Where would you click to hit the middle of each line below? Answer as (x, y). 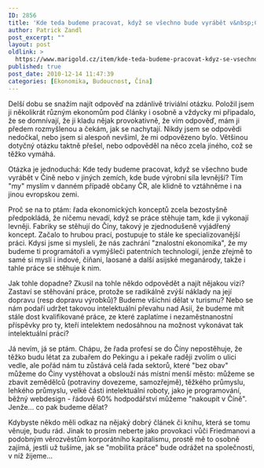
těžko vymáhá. (32, 153)
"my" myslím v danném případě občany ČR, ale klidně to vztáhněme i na (125, 186)
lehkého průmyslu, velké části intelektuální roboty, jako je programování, (125, 390)
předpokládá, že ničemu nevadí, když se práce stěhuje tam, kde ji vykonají (128, 218)
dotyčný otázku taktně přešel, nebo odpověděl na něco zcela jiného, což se (130, 146)
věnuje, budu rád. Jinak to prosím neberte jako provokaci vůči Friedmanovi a (132, 430)
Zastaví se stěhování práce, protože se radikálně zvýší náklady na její (120, 291)
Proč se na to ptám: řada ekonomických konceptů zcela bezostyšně (118, 209)
